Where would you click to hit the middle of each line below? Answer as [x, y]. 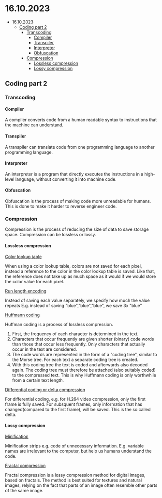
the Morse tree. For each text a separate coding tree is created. [75, 360]
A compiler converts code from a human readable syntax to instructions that [81, 120]
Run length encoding [26, 291]
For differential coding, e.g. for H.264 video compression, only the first [75, 399]
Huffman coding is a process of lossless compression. [59, 324]
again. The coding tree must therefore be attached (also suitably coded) [84, 370]
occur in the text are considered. [44, 349]
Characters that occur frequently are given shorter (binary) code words [83, 339]
